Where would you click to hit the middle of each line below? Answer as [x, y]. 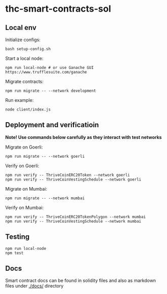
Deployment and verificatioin [52, 125]
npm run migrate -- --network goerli [45, 156]
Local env [21, 28]
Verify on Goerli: [22, 166]
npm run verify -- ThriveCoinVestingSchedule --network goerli [73, 179]
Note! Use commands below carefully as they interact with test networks [83, 137]
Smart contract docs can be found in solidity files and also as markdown [80, 281]
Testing [17, 237]
